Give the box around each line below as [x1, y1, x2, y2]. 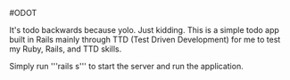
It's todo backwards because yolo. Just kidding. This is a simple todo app [9, 25, 279, 35]
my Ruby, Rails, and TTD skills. [9, 44, 122, 54]
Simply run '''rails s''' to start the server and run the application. [9, 61, 244, 71]
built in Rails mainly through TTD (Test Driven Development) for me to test [9, 35, 281, 44]
